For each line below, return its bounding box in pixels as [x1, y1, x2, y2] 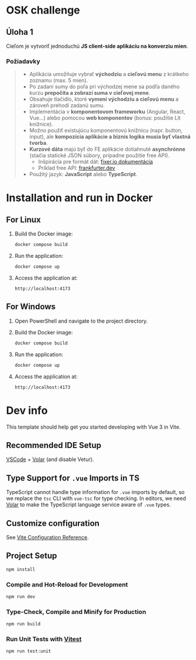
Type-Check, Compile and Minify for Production [6, 608, 147, 616]
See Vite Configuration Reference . [6, 533, 89, 540]
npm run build [6, 621, 41, 627]
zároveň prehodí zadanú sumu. [29, 102, 105, 109]
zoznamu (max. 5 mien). [29, 77, 88, 84]
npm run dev [6, 593, 35, 599]
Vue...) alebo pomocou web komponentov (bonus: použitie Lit [29, 114, 181, 121]
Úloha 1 [6, 27, 34, 37]
